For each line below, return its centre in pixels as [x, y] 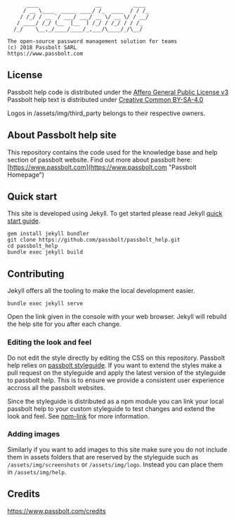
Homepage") [26, 174]
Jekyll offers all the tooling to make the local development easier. [101, 291]
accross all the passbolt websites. [56, 387]
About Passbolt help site [62, 135]
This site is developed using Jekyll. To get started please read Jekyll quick [115, 214]
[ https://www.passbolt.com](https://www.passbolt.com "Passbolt [102, 167]
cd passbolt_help [33, 246]
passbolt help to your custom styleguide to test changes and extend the [111, 408]
